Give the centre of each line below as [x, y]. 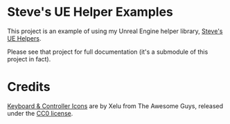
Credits [29, 87]
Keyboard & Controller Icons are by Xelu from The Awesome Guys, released [115, 106]
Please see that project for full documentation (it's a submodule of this [108, 52]
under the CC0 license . [40, 113]
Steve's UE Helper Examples [90, 12]
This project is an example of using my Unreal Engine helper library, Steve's [115, 31]
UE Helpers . [24, 38]
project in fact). [29, 59]
